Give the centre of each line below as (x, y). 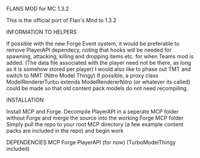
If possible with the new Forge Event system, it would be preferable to (93, 44)
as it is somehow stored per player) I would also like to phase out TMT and (98, 69)
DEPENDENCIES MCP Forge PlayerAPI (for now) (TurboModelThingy (91, 142)
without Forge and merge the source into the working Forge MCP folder (95, 118)
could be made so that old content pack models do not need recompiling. (97, 88)
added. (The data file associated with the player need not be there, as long (99, 63)
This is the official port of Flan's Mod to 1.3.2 (61, 20)
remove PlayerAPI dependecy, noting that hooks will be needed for (89, 50)
